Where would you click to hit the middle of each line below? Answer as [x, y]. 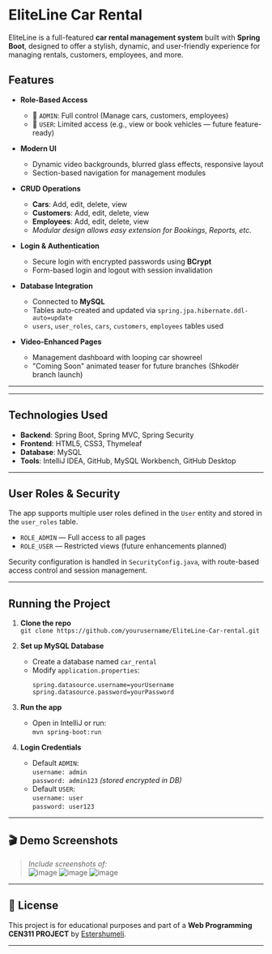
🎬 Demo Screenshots [64, 840]
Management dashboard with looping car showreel [117, 357]
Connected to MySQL [68, 301]
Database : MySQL [51, 452]
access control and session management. [78, 570]
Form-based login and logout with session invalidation [122, 270]
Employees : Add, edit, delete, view [91, 221]
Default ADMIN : [55, 763]
